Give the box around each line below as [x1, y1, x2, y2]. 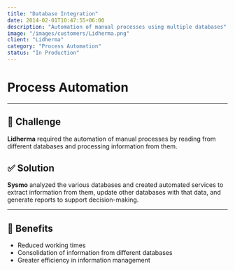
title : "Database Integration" [7, 10, 99, 18]
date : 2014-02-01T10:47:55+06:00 [7, 17, 105, 24]
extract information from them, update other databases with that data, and [7, 188, 222, 197]
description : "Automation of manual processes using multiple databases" [7, 23, 227, 30]
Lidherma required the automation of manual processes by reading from [7, 134, 216, 143]
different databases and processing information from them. [7, 141, 178, 151]
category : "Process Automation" [7, 43, 101, 50]
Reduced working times [17, 241, 86, 249]
